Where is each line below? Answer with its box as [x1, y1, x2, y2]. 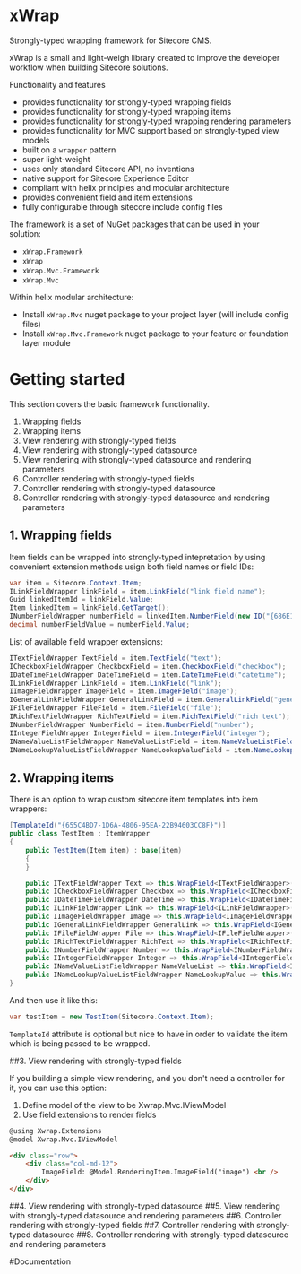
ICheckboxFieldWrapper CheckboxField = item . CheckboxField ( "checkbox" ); [9, 662, 287, 671]
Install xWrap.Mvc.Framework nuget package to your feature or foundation [21, 328, 289, 339]
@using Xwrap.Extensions [9, 1126, 102, 1135]
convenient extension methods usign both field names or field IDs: [9, 561, 254, 572]
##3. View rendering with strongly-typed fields [9, 1055, 182, 1066]
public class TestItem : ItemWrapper [9, 829, 150, 838]
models [21, 134, 50, 145]
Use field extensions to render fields [21, 1109, 157, 1120]
